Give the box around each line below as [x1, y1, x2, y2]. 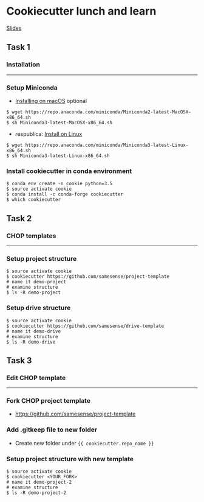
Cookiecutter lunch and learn [6, 4, 157, 18]
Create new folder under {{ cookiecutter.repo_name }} [15, 439, 154, 447]
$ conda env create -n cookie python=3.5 [6, 181, 113, 187]
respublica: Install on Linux [15, 130, 83, 138]
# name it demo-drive [6, 328, 61, 334]
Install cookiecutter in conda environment [6, 166, 132, 175]
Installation [6, 60, 41, 69]
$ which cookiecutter [6, 197, 61, 203]
